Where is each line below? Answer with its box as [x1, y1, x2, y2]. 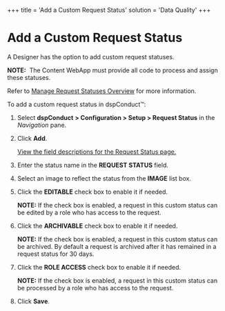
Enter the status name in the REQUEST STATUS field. [17, 161, 169, 169]
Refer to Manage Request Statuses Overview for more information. [7, 86, 197, 95]
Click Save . [17, 297, 50, 305]
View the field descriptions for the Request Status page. [17, 148, 177, 156]
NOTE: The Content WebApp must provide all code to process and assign [7, 66, 219, 74]
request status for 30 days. [17, 250, 95, 258]
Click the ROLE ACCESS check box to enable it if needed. [17, 263, 182, 271]
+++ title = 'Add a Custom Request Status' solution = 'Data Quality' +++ [7, 6, 211, 14]
